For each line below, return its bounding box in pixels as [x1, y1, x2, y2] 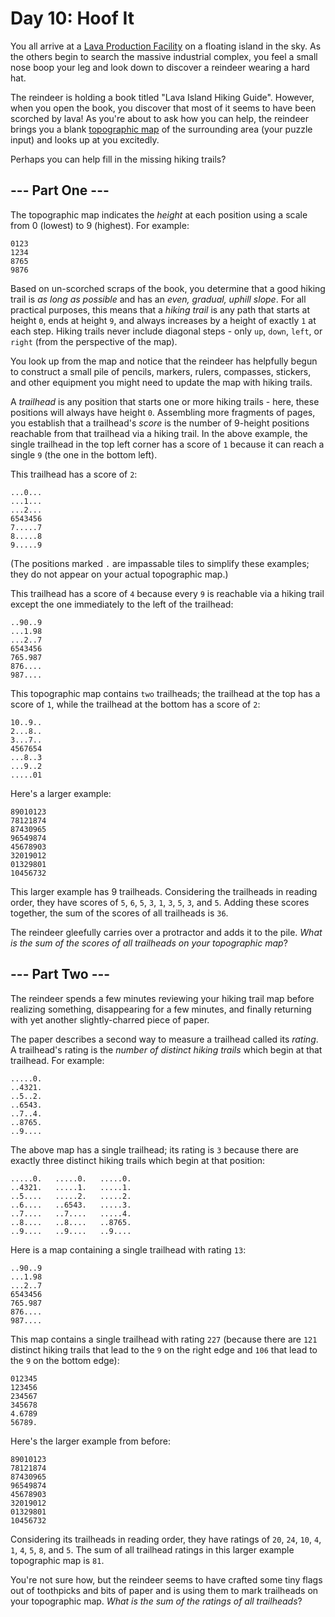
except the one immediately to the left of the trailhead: [10, 598, 234, 610]
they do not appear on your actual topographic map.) [10, 568, 229, 580]
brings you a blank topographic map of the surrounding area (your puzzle [10, 123, 313, 135]
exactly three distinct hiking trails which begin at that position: [10, 1154, 266, 1166]
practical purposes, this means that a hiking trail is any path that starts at [10, 303, 311, 316]
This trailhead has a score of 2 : [10, 468, 138, 480]
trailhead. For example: [10, 1054, 105, 1066]
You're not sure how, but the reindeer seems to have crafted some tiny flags [10, 1573, 323, 1586]
